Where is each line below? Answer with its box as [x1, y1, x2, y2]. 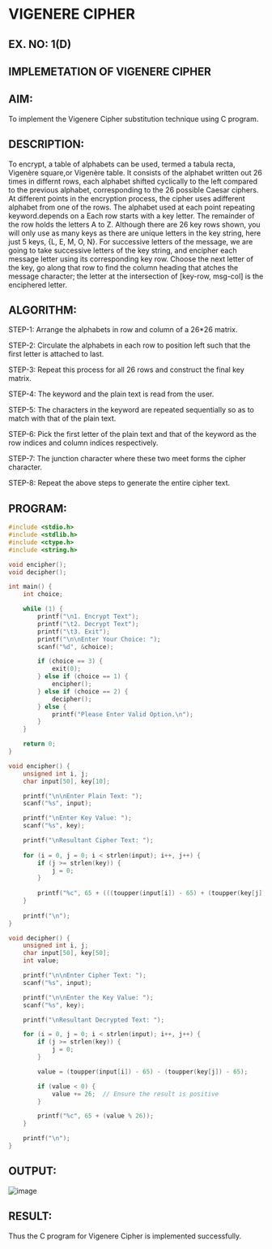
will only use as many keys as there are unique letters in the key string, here [8, 228, 261, 238]
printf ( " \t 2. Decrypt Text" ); [37, 620, 139, 628]
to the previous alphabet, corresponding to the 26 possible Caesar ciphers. [8, 184, 259, 195]
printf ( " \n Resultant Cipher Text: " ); [23, 836, 154, 845]
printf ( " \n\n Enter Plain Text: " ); [23, 792, 143, 800]
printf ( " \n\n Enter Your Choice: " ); [37, 635, 161, 643]
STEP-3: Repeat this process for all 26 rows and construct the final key [8, 365, 244, 374]
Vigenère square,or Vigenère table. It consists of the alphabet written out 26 [8, 167, 263, 177]
